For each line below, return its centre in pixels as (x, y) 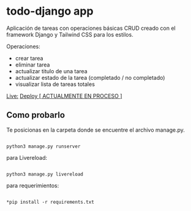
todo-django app (50, 11)
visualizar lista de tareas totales (55, 84)
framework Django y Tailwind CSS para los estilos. (70, 34)
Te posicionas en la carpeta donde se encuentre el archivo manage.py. (96, 130)
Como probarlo (36, 115)
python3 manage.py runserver (43, 146)
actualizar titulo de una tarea (51, 71)
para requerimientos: (33, 185)
